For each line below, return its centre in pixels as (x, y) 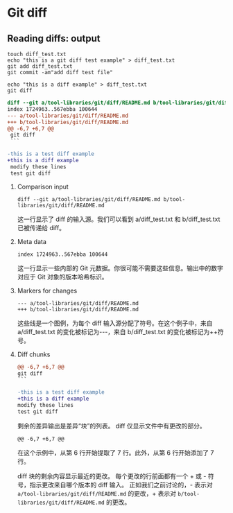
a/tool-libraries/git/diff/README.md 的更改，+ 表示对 (97, 493)
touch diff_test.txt (37, 54)
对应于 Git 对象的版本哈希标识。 (63, 277)
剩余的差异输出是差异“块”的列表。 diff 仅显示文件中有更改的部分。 (111, 426)
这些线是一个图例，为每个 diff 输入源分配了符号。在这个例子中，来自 (115, 323)
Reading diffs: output (54, 38)
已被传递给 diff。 (41, 227)
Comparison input (43, 186)
